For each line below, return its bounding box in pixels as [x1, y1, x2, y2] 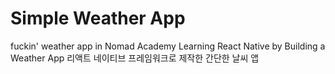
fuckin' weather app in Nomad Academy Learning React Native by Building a [10, 40, 326, 52]
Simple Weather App [10, 7, 186, 30]
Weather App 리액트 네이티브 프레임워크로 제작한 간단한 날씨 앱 [10, 52, 260, 64]
